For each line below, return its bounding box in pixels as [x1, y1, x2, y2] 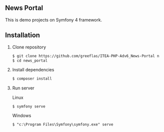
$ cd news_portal [12, 58, 48, 63]
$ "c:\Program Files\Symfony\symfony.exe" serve [12, 122, 114, 127]
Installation [5, 31, 40, 40]
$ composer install [12, 76, 52, 81]
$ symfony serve [12, 104, 46, 109]
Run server [12, 85, 35, 91]
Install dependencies [12, 67, 55, 73]
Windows [12, 112, 31, 119]
